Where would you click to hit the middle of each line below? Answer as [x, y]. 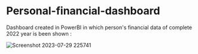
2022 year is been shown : [39, 33]
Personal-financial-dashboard [83, 11]
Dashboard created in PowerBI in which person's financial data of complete [99, 27]
